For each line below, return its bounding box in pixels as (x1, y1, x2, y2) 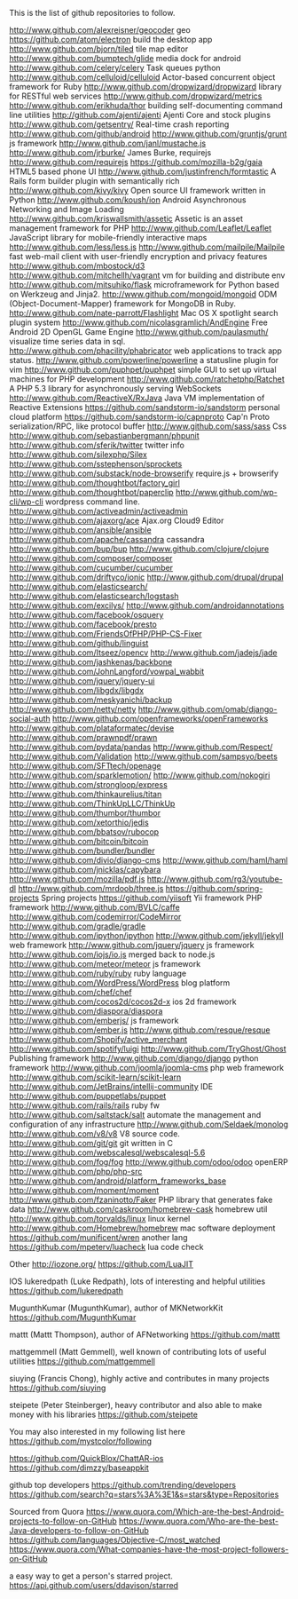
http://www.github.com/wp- (176, 487, 278, 497)
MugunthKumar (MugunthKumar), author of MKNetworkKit (9, 1302, 223, 1313)
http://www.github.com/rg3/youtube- (146, 874, 284, 884)
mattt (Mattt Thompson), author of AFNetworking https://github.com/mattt (9, 1329, 281, 1340)
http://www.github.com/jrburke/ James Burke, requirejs (9, 147, 212, 158)
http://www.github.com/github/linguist (9, 638, 149, 648)
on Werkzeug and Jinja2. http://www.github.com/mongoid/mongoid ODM (9, 289, 278, 299)
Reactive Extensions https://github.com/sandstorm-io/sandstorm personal (9, 402, 281, 412)
